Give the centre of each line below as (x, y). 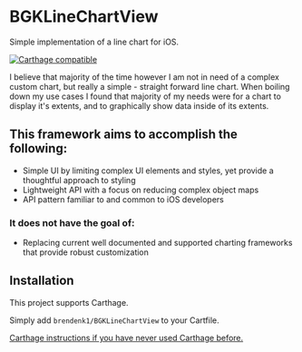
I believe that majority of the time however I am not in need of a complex (144, 77)
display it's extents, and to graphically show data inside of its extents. (139, 105)
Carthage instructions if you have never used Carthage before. (127, 337)
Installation (42, 281)
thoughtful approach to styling (79, 180)
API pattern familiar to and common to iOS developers (123, 199)
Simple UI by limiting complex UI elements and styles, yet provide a (148, 171)
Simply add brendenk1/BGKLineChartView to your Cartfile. (114, 320)
